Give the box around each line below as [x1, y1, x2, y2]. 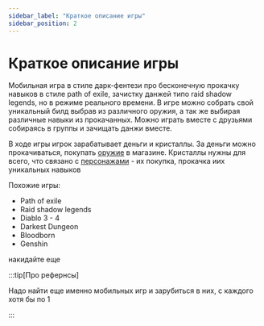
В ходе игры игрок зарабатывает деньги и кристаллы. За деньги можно [8, 139, 256, 149]
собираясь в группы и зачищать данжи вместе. [8, 123, 173, 133]
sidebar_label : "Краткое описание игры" [8, 11, 146, 20]
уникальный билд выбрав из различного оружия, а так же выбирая [8, 107, 241, 116]
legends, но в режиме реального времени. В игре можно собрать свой [8, 98, 254, 107]
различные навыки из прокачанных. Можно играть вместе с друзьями [8, 115, 253, 125]
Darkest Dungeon [19, 222, 79, 232]
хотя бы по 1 [8, 295, 51, 304]
